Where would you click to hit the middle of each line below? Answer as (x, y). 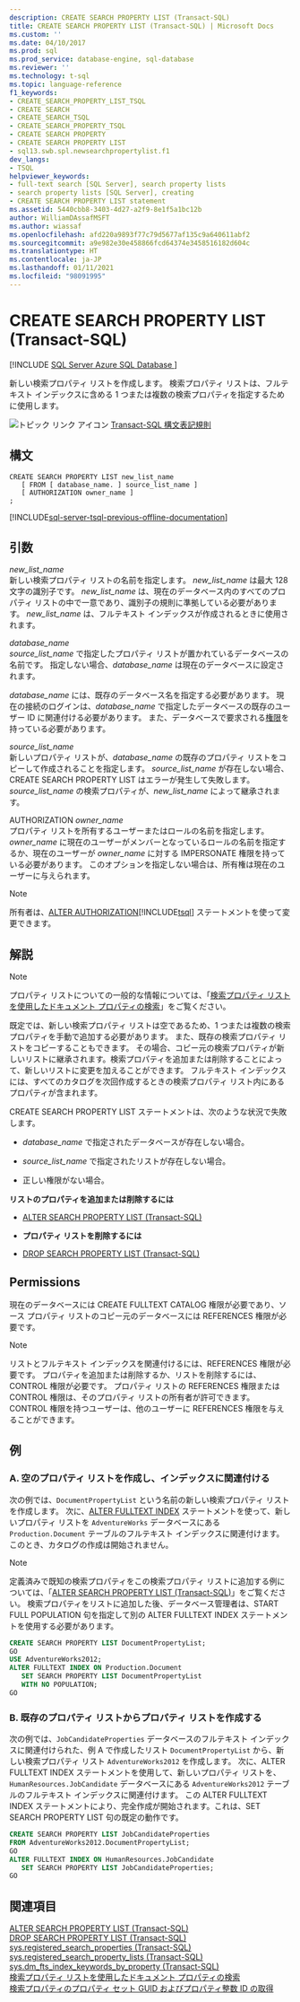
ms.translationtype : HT (54, 251)
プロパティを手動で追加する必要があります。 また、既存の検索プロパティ (143, 1036)
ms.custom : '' (36, 34)
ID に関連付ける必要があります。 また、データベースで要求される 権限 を (158, 718)
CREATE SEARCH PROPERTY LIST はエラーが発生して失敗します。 (132, 780)
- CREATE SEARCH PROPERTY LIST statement (88, 201)
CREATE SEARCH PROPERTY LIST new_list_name (92, 476)
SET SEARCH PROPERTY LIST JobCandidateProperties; (118, 1867)
